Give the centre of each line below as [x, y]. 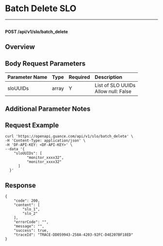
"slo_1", [31, 210]
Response [21, 185]
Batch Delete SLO [41, 9]
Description [108, 77]
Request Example [32, 125]
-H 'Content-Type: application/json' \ [45, 141]
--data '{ [15, 149]
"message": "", [29, 227]
